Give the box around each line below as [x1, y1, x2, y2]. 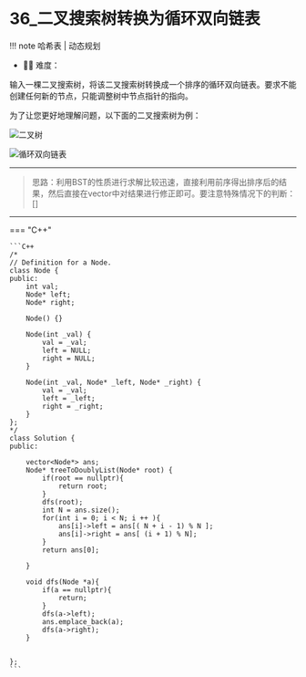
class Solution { [9, 433, 76, 443]
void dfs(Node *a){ [25, 577, 100, 587]
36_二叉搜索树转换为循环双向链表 [9, 8, 261, 29]
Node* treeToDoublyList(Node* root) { [25, 465, 173, 474]
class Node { [9, 266, 59, 275]
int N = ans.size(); [42, 505, 120, 515]
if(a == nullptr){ [42, 585, 112, 594]
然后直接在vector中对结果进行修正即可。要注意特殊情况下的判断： [47, 188, 296, 199]
